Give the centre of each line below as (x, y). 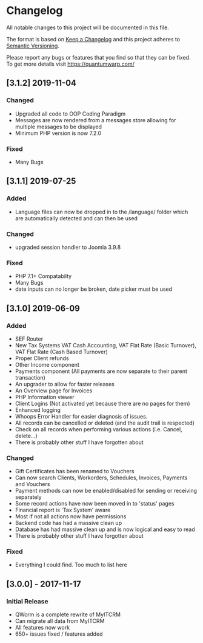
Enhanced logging (38, 410)
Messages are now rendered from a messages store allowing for (96, 120)
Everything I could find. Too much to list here (71, 565)
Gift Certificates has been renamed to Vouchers (75, 471)
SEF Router (29, 339)
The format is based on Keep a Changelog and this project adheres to (93, 39)
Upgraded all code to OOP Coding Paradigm (70, 114)
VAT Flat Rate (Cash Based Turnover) (61, 352)
